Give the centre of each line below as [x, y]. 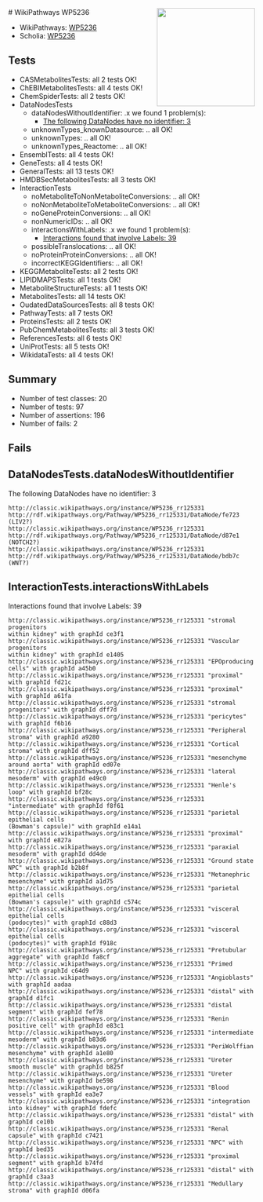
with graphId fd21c [40, 682]
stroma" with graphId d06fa [54, 1190]
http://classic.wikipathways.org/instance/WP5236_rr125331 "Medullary [126, 1184]
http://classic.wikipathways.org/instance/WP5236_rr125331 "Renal [119, 1129]
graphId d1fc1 [31, 998]
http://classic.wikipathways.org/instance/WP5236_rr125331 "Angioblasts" [131, 977]
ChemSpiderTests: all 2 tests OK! [72, 96]
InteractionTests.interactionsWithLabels [109, 587]
